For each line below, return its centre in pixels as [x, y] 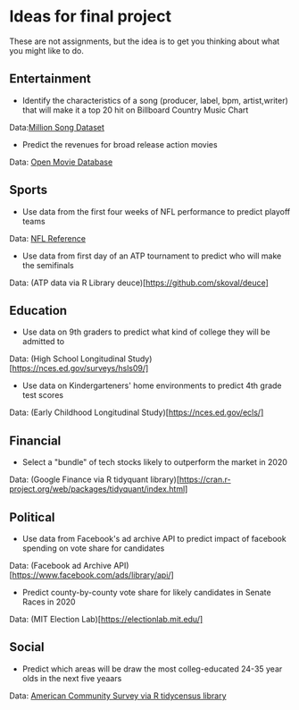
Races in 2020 [49, 602]
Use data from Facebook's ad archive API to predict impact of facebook [154, 539]
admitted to [43, 342]
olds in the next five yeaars [72, 678]
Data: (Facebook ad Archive [60, 566]
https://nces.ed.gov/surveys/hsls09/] [80, 368]
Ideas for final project [91, 17]
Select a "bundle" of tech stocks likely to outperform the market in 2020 [155, 462]
